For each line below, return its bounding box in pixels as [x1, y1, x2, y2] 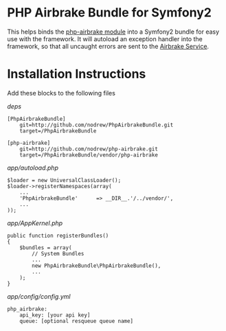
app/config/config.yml [7, 292, 71, 300]
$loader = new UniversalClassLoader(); [7, 176, 122, 183]
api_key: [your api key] [19, 311, 91, 319]
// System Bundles [32, 250, 84, 257]
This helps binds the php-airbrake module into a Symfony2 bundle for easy [7, 27, 220, 36]
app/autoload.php [7, 163, 58, 172]
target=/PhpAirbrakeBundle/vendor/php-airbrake [19, 151, 158, 159]
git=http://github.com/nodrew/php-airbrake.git [19, 146, 158, 152]
